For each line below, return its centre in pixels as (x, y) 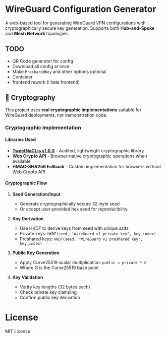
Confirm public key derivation (50, 297)
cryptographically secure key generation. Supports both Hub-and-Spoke (80, 28)
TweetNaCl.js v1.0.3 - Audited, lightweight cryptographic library (78, 150)
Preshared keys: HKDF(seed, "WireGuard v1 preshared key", (81, 239)
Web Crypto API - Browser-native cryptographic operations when (80, 156)
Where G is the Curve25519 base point (59, 268)
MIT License (18, 331)
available (21, 161)
